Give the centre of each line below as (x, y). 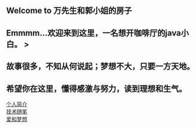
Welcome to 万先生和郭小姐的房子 (69, 11)
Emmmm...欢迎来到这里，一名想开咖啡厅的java (94, 33)
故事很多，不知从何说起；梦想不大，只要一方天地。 (100, 67)
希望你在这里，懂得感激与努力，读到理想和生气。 (97, 89)
